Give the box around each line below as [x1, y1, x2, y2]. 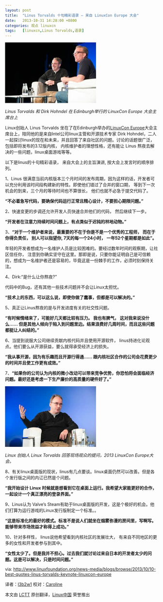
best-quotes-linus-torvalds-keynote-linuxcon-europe [5, 571, 112, 577]
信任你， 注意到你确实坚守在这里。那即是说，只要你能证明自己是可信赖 [9, 252, 151, 257]
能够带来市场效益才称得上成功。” [5, 524, 69, 530]
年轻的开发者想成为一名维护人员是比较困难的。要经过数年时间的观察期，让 [5, 245, 154, 252]
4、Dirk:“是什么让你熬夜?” [5, 274, 57, 280]
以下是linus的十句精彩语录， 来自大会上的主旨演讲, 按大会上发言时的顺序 [5, 159, 150, 165]
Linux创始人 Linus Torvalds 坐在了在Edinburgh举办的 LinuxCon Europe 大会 [5, 125, 154, 131]
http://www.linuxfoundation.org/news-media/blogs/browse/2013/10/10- [13, 566, 156, 572]
